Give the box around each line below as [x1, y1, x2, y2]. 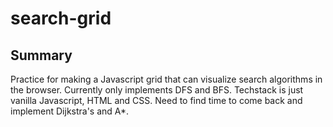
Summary [10, 47, 73, 64]
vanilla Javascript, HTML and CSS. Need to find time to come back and [10, 95, 303, 106]
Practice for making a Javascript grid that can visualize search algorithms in [10, 73, 323, 85]
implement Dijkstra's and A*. [10, 105, 130, 117]
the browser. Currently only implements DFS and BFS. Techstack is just [10, 84, 304, 96]
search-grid [10, 7, 112, 30]
